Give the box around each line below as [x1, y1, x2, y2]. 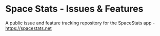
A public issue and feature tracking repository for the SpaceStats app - [5, 20, 155, 26]
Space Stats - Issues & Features [5, 3, 144, 15]
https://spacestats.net [5, 25, 52, 31]
